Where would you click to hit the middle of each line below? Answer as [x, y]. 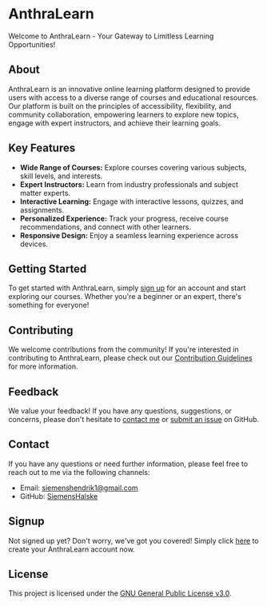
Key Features [42, 148]
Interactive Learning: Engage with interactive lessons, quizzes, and [132, 201]
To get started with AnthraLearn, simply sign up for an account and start [127, 288]
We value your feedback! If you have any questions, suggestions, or [120, 411]
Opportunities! [32, 44]
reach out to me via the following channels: [79, 472]
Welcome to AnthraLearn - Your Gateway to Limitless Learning [111, 36]
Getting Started [48, 269]
